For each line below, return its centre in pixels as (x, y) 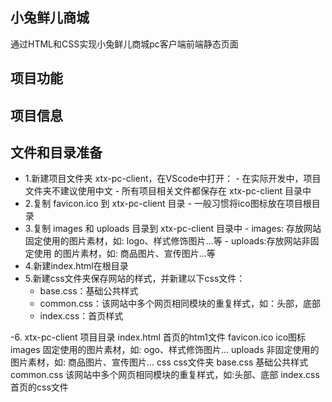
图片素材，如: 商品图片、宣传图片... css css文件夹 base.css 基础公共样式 (159, 362)
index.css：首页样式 (81, 316)
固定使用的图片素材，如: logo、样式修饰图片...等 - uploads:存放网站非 (167, 241)
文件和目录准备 (56, 152)
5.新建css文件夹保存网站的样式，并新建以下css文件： (135, 279)
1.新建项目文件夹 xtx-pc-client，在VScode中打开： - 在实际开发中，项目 (173, 179)
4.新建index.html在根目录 (76, 266)
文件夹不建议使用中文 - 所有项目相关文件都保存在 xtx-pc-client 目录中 (168, 191)
